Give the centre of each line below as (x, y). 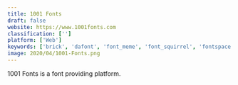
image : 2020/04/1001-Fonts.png (54, 54)
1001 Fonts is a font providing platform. (64, 73)
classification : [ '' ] (40, 34)
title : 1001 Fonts (35, 14)
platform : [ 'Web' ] (35, 40)
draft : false (27, 21)
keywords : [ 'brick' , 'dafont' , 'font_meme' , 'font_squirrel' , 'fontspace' (121, 47)
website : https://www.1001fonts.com (62, 27)
